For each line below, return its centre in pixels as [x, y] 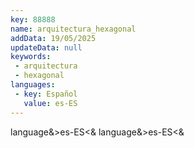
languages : [33, 85]
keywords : [31, 57]
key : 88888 [33, 19]
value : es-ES [50, 103]
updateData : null [46, 47]
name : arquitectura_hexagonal [73, 29]
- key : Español [46, 94]
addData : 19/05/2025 [53, 38]
